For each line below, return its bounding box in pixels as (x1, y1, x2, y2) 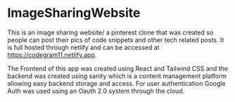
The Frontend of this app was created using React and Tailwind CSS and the (7, 64, 229, 72)
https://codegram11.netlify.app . (7, 51, 97, 59)
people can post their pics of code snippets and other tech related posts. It (7, 35, 224, 44)
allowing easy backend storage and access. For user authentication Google (7, 79, 226, 87)
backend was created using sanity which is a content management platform (7, 72, 227, 80)
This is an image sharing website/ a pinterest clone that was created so (7, 28, 214, 37)
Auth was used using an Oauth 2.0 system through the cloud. (7, 87, 185, 95)
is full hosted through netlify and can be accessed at (7, 43, 160, 51)
